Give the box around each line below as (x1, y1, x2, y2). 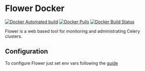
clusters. (5, 33, 23, 39)
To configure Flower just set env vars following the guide (5, 60, 118, 66)
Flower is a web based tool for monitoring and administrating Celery (5, 28, 140, 34)
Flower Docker (5, 3, 65, 14)
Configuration (5, 47, 48, 56)
